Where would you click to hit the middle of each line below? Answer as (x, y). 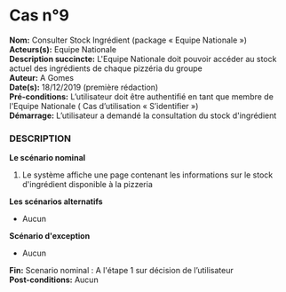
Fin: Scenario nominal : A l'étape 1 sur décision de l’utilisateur (121, 271)
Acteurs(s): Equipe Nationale (63, 49)
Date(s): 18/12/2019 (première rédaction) (84, 87)
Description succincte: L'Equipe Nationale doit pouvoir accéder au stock (143, 59)
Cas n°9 (39, 16)
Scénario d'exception (50, 236)
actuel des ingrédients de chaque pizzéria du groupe (106, 68)
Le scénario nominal (48, 158)
